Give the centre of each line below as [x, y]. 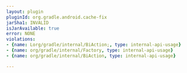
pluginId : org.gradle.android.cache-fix [57, 17]
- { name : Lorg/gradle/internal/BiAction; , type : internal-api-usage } [94, 45]
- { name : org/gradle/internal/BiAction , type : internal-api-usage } [91, 56]
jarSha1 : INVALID [28, 23]
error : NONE [21, 34]
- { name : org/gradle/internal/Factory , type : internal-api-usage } [90, 50]
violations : [21, 39]
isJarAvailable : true [33, 28]
